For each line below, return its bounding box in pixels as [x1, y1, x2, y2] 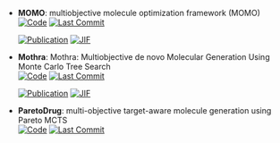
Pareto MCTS [17, 115, 68, 125]
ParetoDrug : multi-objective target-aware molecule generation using [17, 105, 272, 115]
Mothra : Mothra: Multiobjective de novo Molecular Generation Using [17, 52, 270, 62]
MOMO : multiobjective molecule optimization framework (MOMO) [17, 8, 261, 18]
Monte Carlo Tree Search [17, 62, 111, 71]
